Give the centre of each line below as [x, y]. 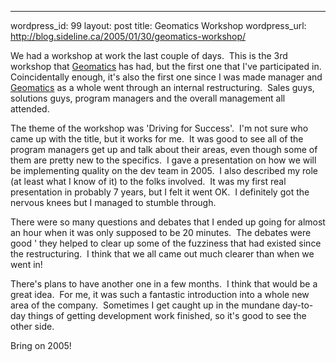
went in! [26, 264]
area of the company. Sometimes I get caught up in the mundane [145, 305]
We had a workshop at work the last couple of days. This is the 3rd [149, 55]
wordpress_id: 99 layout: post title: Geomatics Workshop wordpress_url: [158, 25]
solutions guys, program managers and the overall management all [148, 98]
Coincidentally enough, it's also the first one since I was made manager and [166, 77]
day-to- [298, 305]
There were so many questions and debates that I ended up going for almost [168, 222]
